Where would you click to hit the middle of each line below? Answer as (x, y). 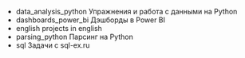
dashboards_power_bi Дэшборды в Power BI (91, 20)
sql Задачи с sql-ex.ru (53, 45)
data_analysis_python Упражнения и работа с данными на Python (126, 12)
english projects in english (59, 28)
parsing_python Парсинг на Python (74, 37)
